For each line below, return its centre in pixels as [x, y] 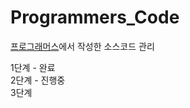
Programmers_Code [95, 17]
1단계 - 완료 [33, 67]
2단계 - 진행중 [38, 80]
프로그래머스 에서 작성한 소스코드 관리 [82, 46]
